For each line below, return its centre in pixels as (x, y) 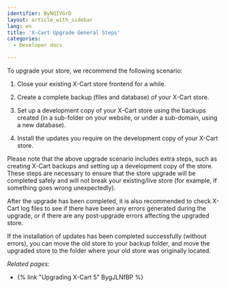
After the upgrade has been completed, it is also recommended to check (109, 201)
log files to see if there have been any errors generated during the (113, 208)
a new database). (41, 125)
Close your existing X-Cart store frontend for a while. (91, 84)
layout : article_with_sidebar (50, 20)
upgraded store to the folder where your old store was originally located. (109, 251)
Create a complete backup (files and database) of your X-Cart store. (113, 97)
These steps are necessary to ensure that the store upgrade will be (101, 173)
